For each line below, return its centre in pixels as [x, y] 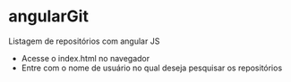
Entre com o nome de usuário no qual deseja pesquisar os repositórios [152, 68]
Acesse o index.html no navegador [86, 58]
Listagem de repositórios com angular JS [84, 41]
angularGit [48, 16]
